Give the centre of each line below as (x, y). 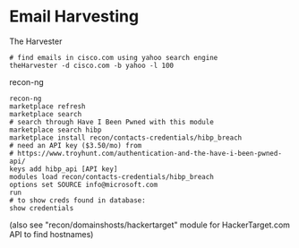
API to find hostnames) (51, 234)
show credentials (42, 208)
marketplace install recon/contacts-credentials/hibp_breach (126, 137)
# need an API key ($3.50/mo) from (76, 145)
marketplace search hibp (56, 130)
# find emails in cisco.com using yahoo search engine (114, 57)
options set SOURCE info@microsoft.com (84, 184)
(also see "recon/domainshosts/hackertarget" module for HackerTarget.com (150, 225)
